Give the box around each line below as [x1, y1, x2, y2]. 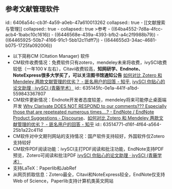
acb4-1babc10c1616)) [5, 31, 50, 37]
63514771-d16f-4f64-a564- [103, 121, 162, 127]
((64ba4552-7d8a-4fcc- [111, 26, 163, 32]
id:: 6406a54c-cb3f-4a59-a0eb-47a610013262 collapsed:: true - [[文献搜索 [5, 19, 166, 26]
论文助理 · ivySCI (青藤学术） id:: [12, 85, 82, 91]
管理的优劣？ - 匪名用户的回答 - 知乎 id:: [17, 121, 102, 127]
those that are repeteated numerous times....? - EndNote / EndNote [12, 109, 155, 115]
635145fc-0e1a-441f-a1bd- [82, 85, 140, 91]
